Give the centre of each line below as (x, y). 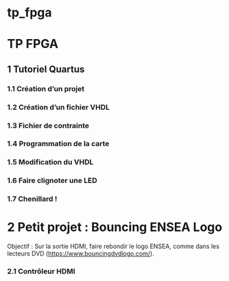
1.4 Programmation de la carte (58, 144)
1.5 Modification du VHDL (50, 162)
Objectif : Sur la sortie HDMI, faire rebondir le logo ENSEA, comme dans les (113, 246)
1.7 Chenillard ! (32, 199)
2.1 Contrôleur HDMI (41, 271)
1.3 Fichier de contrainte (48, 125)
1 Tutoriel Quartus (46, 69)
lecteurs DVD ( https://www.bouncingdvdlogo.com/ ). (81, 254)
